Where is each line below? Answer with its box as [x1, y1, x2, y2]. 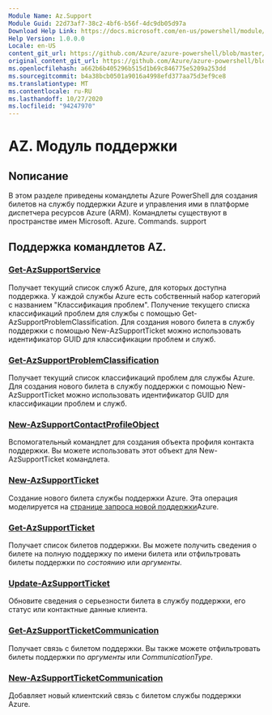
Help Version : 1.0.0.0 [8, 34, 85, 43]
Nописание [8, 169, 69, 183]
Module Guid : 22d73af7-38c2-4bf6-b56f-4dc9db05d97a [8, 19, 186, 28]
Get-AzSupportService [8, 264, 101, 275]
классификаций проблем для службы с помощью [8, 309, 181, 318]
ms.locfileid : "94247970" [8, 102, 96, 110]
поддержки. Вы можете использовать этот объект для [8, 446, 198, 456]
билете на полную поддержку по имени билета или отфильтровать [8, 549, 241, 559]
